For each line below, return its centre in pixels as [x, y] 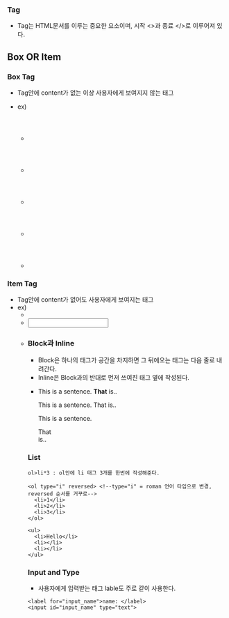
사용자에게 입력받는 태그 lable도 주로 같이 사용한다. [107, 588]
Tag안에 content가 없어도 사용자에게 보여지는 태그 [85, 300]
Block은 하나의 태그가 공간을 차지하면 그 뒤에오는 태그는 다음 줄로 [126, 360]
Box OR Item [34, 57]
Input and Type [53, 572]
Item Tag [22, 284]
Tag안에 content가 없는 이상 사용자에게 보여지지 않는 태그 [95, 93]
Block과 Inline [51, 343]
